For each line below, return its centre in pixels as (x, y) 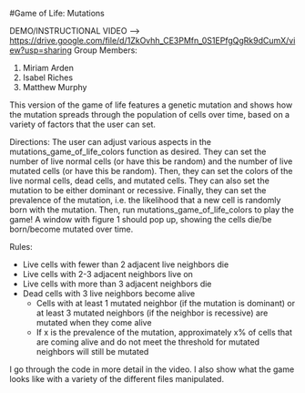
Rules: (21, 247)
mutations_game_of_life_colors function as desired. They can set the (138, 151)
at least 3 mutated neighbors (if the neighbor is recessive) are (152, 313)
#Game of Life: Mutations (57, 13)
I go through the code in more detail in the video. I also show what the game (152, 369)
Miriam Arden (48, 68)
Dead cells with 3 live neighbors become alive (109, 294)
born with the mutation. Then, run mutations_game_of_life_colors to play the (152, 210)
